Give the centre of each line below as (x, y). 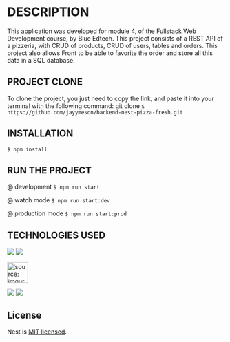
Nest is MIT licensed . (37, 332)
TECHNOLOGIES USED (56, 235)
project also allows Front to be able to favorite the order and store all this (110, 53)
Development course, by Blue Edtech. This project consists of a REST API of (115, 38)
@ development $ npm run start (53, 187)
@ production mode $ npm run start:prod (67, 213)
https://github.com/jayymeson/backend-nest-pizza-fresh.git (95, 112)
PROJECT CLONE (45, 82)
